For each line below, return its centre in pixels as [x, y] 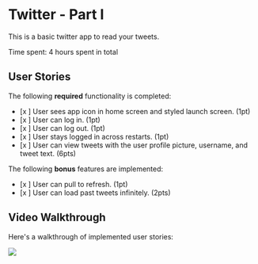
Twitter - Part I [56, 15]
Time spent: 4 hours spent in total [63, 52]
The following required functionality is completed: [90, 96]
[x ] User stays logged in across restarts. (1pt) [94, 136]
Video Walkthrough [57, 218]
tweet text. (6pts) [48, 153]
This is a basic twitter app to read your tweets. [84, 36]
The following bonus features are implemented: [86, 169]
